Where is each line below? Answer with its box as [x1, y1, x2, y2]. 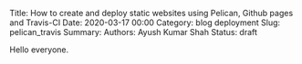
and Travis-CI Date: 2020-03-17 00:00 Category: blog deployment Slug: [9, 17, 281, 28]
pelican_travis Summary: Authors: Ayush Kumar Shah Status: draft [9, 27, 258, 37]
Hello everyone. [9, 44, 69, 55]
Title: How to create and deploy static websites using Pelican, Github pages [9, 8, 294, 18]
